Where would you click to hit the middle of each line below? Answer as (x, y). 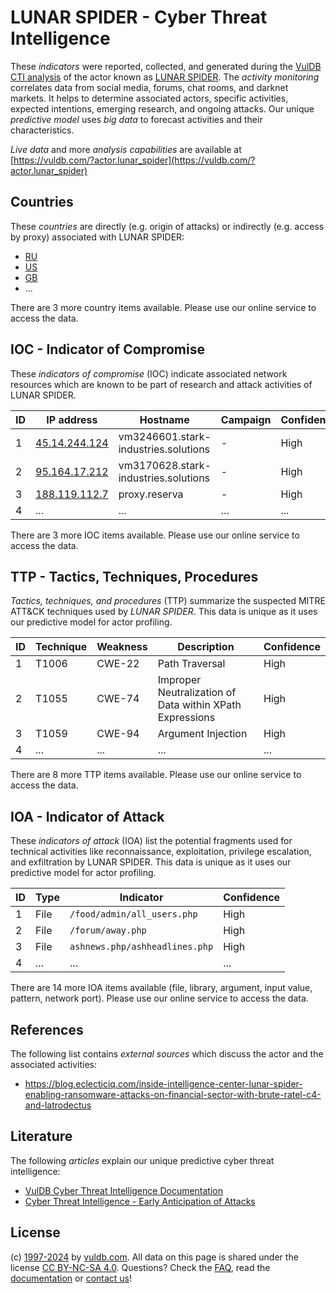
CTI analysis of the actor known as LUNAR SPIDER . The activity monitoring (165, 77)
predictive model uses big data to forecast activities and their (136, 119)
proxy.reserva (151, 494)
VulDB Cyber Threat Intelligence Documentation (124, 1190)
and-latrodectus (58, 1105)
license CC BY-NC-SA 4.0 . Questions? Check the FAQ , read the (140, 1267)
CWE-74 (118, 699)
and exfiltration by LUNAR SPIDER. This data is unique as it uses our (151, 862)
